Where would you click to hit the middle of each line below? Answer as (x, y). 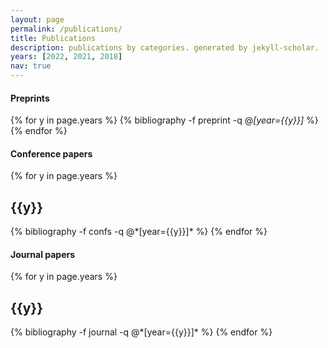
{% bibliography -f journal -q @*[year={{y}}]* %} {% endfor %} (141, 332)
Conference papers (51, 153)
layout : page (37, 19)
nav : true (31, 66)
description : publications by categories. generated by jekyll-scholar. (165, 47)
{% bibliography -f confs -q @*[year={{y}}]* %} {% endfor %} (139, 232)
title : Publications (53, 38)
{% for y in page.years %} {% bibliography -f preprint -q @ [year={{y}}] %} (164, 120)
